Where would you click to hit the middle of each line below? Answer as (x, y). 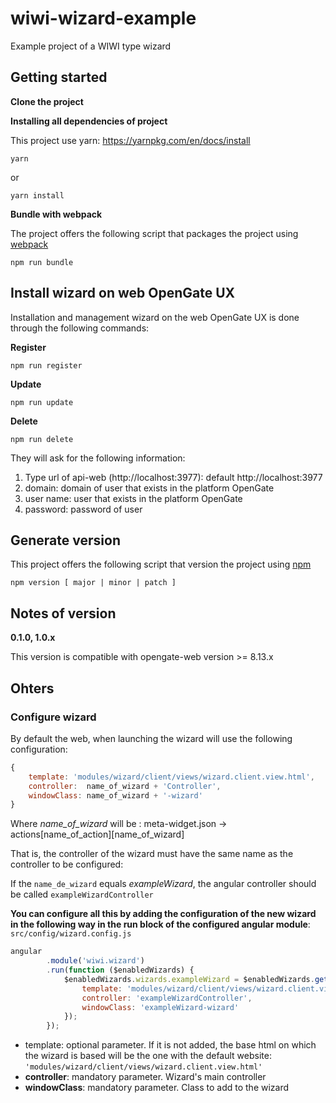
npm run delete (42, 439)
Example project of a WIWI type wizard (91, 46)
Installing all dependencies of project (89, 121)
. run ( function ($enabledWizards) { (120, 970)
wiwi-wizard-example (103, 18)
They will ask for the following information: (98, 458)
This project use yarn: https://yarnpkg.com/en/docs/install (130, 140)
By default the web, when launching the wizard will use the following (151, 738)
